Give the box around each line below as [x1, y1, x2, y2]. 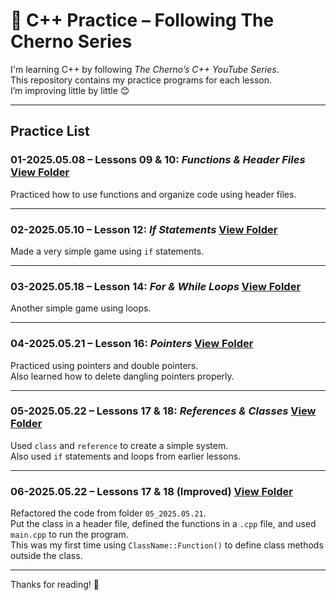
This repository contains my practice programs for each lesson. [10, 74, 273, 86]
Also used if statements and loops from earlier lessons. [10, 450, 242, 462]
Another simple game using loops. [10, 302, 152, 314]
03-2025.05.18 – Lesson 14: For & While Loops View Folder [10, 279, 302, 293]
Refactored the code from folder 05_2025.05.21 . [10, 507, 207, 519]
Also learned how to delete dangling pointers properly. [10, 370, 235, 382]
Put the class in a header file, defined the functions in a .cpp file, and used [10, 518, 317, 530]
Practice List [10, 123, 90, 140]
